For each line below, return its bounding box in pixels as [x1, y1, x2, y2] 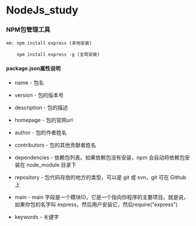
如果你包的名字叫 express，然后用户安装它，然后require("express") [14, 201, 178, 208]
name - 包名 [14, 79, 44, 86]
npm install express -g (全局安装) [16, 52, 100, 58]
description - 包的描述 [14, 104, 69, 111]
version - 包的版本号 [14, 92, 64, 99]
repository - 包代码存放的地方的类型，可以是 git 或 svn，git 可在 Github [14, 174, 187, 181]
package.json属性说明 [6, 65, 61, 72]
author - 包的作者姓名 [14, 129, 67, 136]
